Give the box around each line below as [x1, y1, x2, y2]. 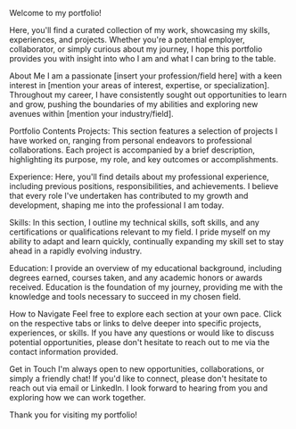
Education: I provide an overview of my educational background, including [9, 263, 283, 273]
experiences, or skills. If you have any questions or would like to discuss [9, 327, 275, 338]
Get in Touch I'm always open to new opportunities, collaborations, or [9, 364, 265, 374]
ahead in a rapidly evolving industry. [9, 245, 143, 256]
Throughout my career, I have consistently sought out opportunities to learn [9, 89, 287, 100]
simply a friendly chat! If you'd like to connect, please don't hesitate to [9, 374, 267, 384]
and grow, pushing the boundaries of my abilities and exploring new [9, 99, 259, 110]
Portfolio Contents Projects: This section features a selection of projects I [9, 126, 278, 136]
